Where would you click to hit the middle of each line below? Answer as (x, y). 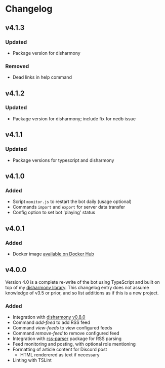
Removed (17, 66)
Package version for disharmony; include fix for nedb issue (74, 119)
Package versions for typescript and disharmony (63, 160)
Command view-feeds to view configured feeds (62, 328)
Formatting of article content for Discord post (60, 349)
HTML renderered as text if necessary (60, 355)
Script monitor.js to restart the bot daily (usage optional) (72, 202)
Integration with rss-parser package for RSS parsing (67, 339)
